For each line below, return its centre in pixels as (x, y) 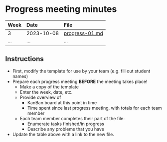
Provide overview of (40, 97)
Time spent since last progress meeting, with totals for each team (94, 108)
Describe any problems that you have (66, 129)
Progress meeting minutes (61, 9)
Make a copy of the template (49, 87)
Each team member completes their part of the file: (72, 118)
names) (20, 76)
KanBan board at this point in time (62, 102)
